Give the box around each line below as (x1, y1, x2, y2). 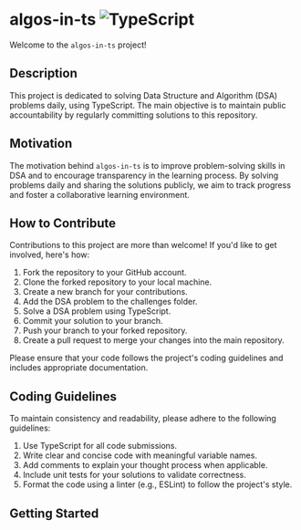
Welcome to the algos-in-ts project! (9, 39, 147, 50)
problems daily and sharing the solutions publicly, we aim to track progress (9, 179, 292, 191)
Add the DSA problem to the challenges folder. (22, 296, 198, 307)
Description (9, 66, 78, 81)
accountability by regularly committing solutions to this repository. (9, 109, 258, 120)
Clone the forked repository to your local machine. (22, 276, 213, 287)
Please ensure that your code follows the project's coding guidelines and (9, 352, 284, 364)
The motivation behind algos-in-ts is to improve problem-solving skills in (9, 160, 285, 171)
